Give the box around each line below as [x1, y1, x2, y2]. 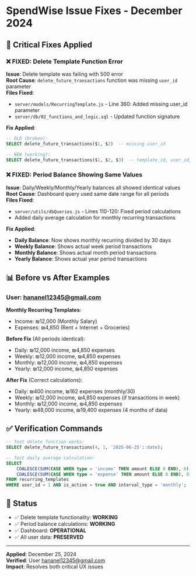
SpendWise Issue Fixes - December [6, 4, 183, 18]
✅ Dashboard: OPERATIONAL [14, 527, 86, 534]
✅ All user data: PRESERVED [14, 533, 84, 540]
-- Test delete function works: [6, 439, 85, 445]
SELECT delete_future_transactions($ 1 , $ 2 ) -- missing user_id [6, 141, 166, 147]
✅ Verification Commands [6, 424, 103, 433]
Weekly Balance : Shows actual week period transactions [14, 242, 152, 249]
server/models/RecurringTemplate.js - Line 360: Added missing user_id [14, 100, 188, 107]
